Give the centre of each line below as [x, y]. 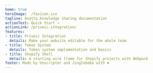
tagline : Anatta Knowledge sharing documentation [56, 18]
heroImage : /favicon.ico [31, 14]
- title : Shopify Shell [29, 54]
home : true [16, 9]
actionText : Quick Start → [32, 23]
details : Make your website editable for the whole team [68, 41]
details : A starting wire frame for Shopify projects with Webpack [79, 59]
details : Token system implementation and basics [60, 49]
